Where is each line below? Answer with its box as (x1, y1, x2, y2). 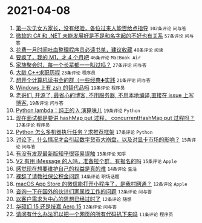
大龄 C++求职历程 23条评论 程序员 (15, 68, 96, 76)
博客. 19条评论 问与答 (15, 99, 64, 106)
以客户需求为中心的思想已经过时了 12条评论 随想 (15, 195, 132, 202)
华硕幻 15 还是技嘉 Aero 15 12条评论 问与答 (15, 202, 117, 210)
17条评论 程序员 (15, 122, 50, 128)
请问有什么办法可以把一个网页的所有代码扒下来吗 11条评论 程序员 (15, 210, 174, 218)
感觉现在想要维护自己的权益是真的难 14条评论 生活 (15, 165, 137, 172)
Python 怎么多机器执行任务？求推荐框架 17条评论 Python (15, 128, 153, 135)
